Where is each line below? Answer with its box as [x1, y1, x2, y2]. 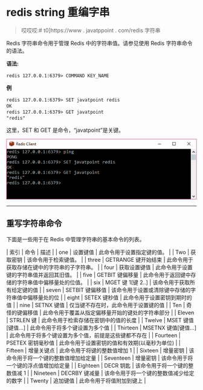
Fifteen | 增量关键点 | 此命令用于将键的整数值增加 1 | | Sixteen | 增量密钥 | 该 [6, 346, 195, 354]
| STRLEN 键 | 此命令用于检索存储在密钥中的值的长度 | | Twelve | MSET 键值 [6, 316, 195, 323]
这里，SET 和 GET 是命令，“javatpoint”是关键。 [6, 126, 124, 134]
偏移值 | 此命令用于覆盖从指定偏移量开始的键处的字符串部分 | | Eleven [22, 309, 195, 316]
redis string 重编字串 [6, 5, 110, 19]
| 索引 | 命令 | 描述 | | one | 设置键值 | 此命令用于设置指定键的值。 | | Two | [6, 249, 190, 256]
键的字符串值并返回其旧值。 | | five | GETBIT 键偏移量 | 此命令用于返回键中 [6, 271, 192, 278]
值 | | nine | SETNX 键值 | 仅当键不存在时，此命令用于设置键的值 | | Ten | [6, 301, 185, 308]
